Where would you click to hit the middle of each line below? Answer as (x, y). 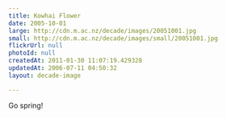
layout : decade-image (45, 75)
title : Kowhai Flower (45, 16)
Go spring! (26, 105)
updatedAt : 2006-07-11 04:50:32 (63, 68)
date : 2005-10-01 (38, 23)
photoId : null (32, 53)
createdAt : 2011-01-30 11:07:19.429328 (75, 61)
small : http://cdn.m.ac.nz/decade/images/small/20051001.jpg (113, 38)
